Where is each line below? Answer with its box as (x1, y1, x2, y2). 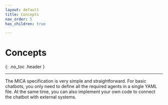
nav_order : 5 (5, 16, 32, 21)
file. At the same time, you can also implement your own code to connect (5, 88, 156, 95)
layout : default (5, 7, 39, 12)
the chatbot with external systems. (5, 94, 76, 100)
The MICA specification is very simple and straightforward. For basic (5, 78, 146, 84)
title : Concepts (5, 12, 39, 17)
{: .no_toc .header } (5, 63, 45, 70)
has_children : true (5, 21, 46, 26)
